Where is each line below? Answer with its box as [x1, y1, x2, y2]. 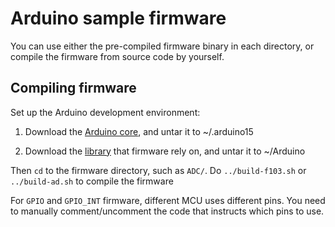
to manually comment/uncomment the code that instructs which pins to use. [10, 205, 325, 217]
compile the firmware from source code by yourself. [10, 50, 225, 62]
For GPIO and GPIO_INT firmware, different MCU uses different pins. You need [10, 194, 326, 206]
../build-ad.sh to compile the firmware [10, 175, 174, 187]
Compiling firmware [10, 80, 137, 97]
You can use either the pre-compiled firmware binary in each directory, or [10, 40, 315, 52]
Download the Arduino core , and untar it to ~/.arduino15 [24, 125, 254, 137]
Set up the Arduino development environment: [10, 106, 201, 118]
